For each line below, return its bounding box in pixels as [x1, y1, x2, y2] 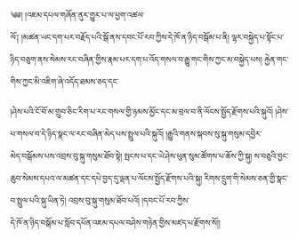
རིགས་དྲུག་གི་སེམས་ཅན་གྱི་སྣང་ [204, 173, 288, 183]
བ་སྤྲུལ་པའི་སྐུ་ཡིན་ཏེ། [10, 195, 67, 205]
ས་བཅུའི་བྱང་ [254, 151, 289, 161]
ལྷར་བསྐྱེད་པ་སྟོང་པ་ [231, 32, 285, 42]
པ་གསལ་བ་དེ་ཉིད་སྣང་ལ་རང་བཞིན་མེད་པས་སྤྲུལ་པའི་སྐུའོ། [10, 129, 164, 139]
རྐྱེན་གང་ [264, 54, 289, 64]
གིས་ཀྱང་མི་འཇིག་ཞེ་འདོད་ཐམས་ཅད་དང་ [10, 76, 119, 86]
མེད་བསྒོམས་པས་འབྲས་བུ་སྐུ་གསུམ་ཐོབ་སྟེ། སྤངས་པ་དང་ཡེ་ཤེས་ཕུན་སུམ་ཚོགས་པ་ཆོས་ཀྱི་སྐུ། [10, 151, 253, 161]
